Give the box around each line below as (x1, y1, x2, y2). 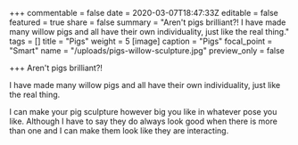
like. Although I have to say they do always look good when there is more (9, 116, 278, 126)
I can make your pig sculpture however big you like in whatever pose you (9, 107, 277, 117)
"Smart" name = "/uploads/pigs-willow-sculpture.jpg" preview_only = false (9, 45, 286, 56)
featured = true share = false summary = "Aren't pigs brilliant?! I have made (9, 17, 286, 28)
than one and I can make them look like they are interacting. (9, 125, 229, 136)
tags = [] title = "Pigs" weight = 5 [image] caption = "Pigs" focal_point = (9, 36, 273, 46)
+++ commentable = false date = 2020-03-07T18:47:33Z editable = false (9, 8, 278, 18)
